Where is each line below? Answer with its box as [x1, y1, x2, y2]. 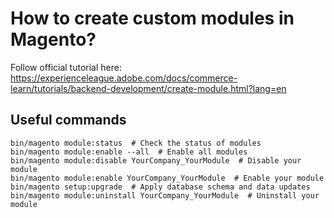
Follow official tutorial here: [10, 61, 122, 73]
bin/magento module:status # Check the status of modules [10, 138, 262, 148]
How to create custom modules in [10, 7, 295, 30]
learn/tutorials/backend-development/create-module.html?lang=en [10, 82, 287, 94]
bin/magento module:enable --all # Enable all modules [10, 147, 248, 157]
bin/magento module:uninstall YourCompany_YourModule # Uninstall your [10, 190, 320, 201]
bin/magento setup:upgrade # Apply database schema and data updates [10, 182, 311, 192]
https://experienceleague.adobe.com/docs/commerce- [10, 72, 238, 84]
